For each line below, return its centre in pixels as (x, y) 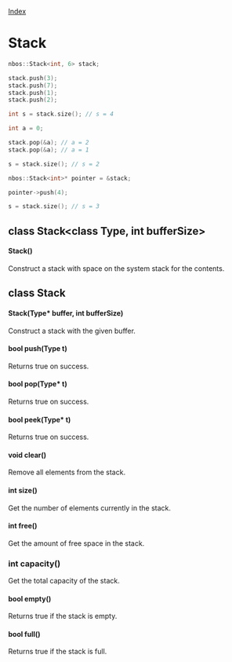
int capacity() (34, 563)
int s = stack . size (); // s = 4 (61, 114)
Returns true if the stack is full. (58, 652)
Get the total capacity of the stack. (64, 581)
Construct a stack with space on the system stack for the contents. (116, 268)
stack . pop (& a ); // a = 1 (49, 150)
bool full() (24, 634)
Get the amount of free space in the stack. (76, 543)
